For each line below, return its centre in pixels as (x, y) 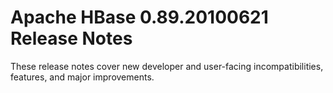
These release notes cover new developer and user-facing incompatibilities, (167, 66)
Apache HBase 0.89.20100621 (139, 17)
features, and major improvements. (82, 77)
